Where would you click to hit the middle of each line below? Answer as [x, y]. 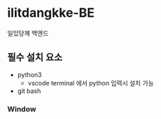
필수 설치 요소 [35, 57]
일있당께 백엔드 [28, 33]
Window [22, 108]
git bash [29, 91]
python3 [29, 74]
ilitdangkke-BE [51, 13]
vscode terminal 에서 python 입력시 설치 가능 [91, 83]
